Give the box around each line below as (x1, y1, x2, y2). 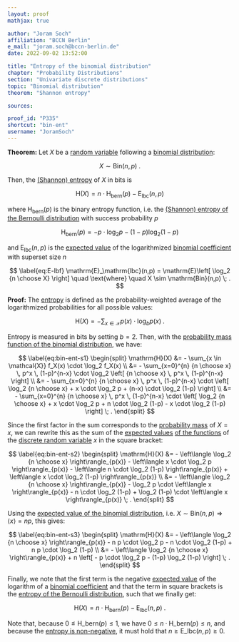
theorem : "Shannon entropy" (7, 89, 91, 96)
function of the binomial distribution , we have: (7, 340, 143, 348)
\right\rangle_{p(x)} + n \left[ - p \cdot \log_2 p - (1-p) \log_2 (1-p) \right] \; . (9, 553, 230, 561)
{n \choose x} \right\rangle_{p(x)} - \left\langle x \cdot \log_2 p (28, 457, 212, 466)
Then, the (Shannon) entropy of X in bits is (7, 175, 132, 184)
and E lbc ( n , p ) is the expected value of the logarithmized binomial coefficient (7, 243, 232, 254)
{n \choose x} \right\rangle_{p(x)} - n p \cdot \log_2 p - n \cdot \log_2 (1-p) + (7, 538, 233, 546)
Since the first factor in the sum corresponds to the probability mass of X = (7, 420, 228, 429)
